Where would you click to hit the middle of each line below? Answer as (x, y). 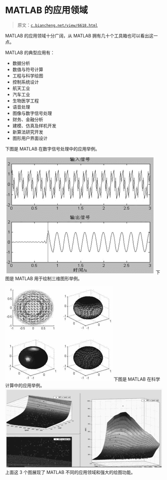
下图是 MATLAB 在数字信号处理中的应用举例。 (52, 148)
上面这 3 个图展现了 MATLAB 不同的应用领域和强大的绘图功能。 (70, 472)
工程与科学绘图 (28, 75)
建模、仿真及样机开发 (34, 125)
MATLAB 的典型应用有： (30, 52)
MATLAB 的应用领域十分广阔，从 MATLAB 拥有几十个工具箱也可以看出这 (79, 35)
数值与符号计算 (28, 69)
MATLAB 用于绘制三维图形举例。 (48, 278)
